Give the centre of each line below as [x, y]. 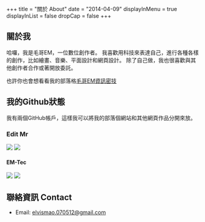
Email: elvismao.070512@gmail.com [60, 212]
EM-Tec [16, 162]
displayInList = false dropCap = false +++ [59, 16]
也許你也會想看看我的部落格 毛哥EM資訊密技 [62, 81]
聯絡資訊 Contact [39, 197]
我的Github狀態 [36, 102]
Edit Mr [17, 134]
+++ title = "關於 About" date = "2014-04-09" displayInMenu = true [92, 9]
